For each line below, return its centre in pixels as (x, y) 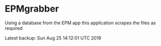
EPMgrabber (32, 9)
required (14, 28)
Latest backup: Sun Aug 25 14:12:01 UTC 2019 (53, 38)
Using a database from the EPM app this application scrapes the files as (80, 23)
